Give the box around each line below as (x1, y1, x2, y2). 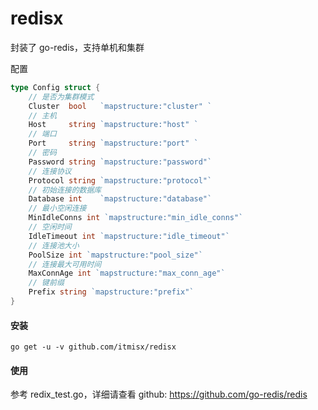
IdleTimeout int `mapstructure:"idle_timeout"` (28, 231, 230, 241)
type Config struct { (10, 82, 101, 92)
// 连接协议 (28, 166, 72, 176)
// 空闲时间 (28, 222, 72, 232)
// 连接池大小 (28, 240, 80, 251)
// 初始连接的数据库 (28, 185, 102, 195)
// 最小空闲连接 (28, 203, 87, 214)
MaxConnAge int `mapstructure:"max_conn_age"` (28, 268, 226, 279)
